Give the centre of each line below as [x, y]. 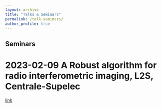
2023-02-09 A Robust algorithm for [81, 65]
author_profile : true [28, 24]
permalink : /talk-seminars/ [34, 19]
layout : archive [22, 10]
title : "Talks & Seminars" [33, 14]
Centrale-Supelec [43, 86]
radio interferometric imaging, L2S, [79, 76]
